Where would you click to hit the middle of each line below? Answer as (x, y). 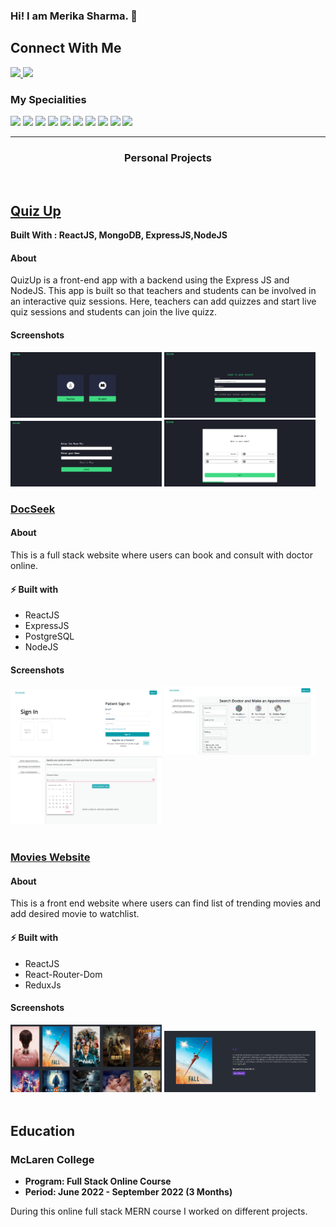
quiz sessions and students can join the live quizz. (114, 312)
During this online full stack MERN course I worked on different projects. (159, 1211)
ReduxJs (43, 985)
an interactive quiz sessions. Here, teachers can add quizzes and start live (163, 301)
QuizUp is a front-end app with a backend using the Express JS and (150, 280)
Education (43, 1130)
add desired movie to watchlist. (75, 914)
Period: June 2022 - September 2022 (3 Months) (128, 1191)
